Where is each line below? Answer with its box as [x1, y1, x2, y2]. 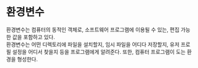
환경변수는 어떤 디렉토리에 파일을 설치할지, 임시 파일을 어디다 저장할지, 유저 [6, 41, 180, 48]
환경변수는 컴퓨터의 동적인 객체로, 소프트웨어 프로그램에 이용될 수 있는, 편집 [6, 26, 180, 33]
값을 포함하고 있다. [12, 33, 55, 40]
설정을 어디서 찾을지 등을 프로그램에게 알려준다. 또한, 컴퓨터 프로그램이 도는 [12, 48, 186, 55]
